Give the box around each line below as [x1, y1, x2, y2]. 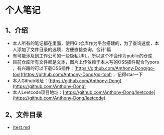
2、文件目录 [5, 110, 43, 119]
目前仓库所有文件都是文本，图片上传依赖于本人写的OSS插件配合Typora [12, 59, 159, 65]
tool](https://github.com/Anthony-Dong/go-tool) [12, 71, 112, 77]
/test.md [12, 124, 30, 130]
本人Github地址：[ [12, 78, 50, 83]
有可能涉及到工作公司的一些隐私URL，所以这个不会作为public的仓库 [12, 53, 153, 58]
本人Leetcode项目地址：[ [12, 89, 65, 95]
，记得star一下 [112, 71, 143, 77]
